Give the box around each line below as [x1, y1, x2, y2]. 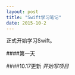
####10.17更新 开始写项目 [6, 62, 70, 70]
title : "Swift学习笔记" [6, 14, 61, 20]
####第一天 [6, 50, 36, 57]
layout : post [6, 8, 39, 15]
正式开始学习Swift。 [6, 37, 55, 44]
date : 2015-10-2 [6, 20, 46, 26]
